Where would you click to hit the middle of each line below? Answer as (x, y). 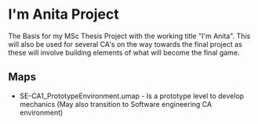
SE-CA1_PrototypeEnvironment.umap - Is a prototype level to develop (132, 96)
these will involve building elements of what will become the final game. (124, 52)
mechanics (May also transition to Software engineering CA (116, 104)
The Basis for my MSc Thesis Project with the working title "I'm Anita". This (129, 36)
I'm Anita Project (64, 14)
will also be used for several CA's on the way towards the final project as (125, 44)
